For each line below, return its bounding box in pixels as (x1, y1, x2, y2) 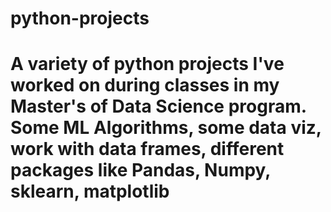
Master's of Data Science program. (10, 95, 307, 118)
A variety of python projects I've (10, 53, 285, 76)
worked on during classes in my (10, 74, 280, 97)
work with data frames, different (10, 138, 285, 161)
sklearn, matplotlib (10, 180, 170, 203)
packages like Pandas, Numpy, (10, 159, 271, 182)
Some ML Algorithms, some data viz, (10, 117, 322, 139)
